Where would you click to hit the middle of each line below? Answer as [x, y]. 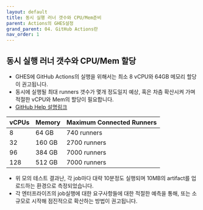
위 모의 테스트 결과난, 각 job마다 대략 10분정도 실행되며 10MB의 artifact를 [102, 178]
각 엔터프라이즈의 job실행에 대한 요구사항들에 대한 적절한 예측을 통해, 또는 [103, 193]
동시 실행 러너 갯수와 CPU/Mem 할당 [71, 61]
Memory [48, 122]
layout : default [27, 12]
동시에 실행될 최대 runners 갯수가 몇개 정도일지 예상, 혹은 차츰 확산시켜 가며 [105, 91]
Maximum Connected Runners [112, 122]
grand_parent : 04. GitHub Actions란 [52, 29]
